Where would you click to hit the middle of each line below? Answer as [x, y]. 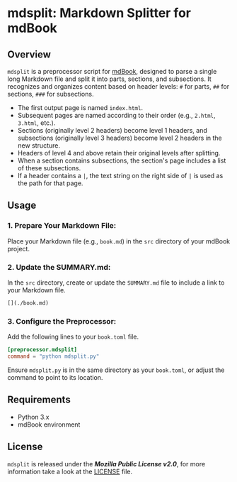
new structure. [39, 146]
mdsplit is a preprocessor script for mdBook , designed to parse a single [112, 71]
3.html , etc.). [36, 123]
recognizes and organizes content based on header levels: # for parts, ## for [118, 86]
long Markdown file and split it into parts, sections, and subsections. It [110, 79]
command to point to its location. [55, 377]
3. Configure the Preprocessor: [62, 321]
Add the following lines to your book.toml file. [73, 337]
